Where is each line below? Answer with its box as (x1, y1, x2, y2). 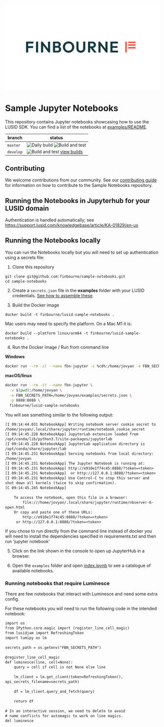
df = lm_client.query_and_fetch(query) (14, 689, 95, 694)
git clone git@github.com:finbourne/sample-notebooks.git (5, 274, 125, 279)
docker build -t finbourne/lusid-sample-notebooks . (5, 312, 115, 317)
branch (7, 135, 23, 141)
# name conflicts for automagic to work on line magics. (5, 714, 123, 719)
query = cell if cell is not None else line (14, 665, 106, 670)
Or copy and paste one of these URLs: (14, 510, 93, 515)
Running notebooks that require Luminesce (5, 580, 110, 587)
